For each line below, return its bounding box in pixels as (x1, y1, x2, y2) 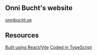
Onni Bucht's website (5, 4, 73, 12)
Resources (5, 31, 39, 40)
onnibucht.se (5, 17, 32, 23)
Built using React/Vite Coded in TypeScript (5, 44, 93, 50)
